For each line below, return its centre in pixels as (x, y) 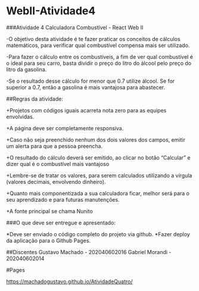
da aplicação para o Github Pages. (49, 240)
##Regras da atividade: (35, 99)
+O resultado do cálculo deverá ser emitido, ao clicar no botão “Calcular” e (98, 157)
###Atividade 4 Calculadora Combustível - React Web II (75, 27)
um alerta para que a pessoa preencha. (55, 146)
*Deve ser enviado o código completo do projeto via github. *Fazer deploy (98, 234)
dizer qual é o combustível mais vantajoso (58, 164)
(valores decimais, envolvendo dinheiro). (56, 182)
